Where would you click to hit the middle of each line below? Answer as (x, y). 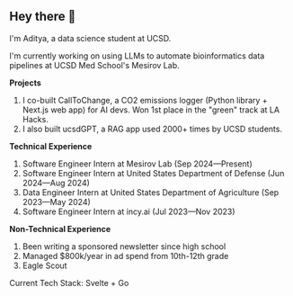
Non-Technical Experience (60, 229)
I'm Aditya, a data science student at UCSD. (90, 38)
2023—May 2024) (57, 202)
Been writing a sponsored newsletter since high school (124, 246)
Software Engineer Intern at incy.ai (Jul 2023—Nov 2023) (129, 211)
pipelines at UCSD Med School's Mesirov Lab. (94, 65)
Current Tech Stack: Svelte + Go (69, 283)
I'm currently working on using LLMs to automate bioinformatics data (137, 56)
